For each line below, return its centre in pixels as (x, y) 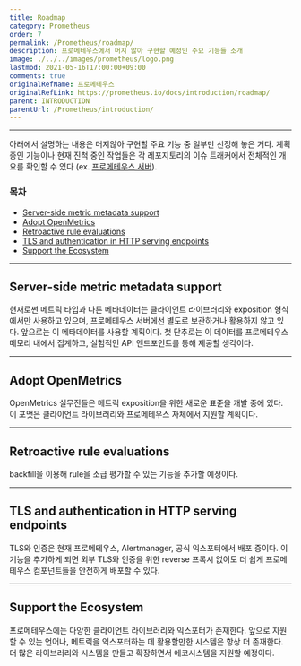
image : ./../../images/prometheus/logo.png (92, 59)
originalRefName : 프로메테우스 (62, 84)
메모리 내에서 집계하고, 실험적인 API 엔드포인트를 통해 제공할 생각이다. (131, 343)
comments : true (38, 76)
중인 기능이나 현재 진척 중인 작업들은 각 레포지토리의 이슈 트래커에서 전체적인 (143, 156)
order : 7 (26, 34)
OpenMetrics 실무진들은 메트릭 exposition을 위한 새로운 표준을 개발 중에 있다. (146, 403)
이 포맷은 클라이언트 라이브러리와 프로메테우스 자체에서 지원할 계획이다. (133, 414)
